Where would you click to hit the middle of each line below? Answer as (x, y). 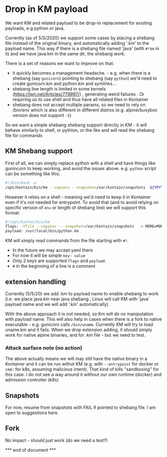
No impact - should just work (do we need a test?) (56, 440)
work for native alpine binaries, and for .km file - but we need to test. (75, 335)
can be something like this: (33, 174)
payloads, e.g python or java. (35, 28)
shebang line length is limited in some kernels (59, 89)
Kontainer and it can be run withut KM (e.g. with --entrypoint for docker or (82, 364)
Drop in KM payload (47, 9)
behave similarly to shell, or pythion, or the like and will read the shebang (80, 130)
